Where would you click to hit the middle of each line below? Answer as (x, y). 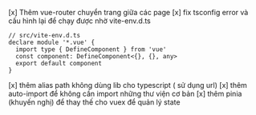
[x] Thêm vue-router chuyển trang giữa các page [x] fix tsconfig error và (128, 12)
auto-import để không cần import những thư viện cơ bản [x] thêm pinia (125, 93)
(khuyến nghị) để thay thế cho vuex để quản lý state (94, 102)
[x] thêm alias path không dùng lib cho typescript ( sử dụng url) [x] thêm (128, 85)
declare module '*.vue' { (51, 42)
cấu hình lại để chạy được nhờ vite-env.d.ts (79, 21)
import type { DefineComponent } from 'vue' (91, 50)
